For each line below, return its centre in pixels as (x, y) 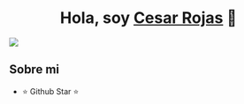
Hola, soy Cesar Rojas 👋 (148, 18)
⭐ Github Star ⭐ (50, 91)
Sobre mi (34, 70)
